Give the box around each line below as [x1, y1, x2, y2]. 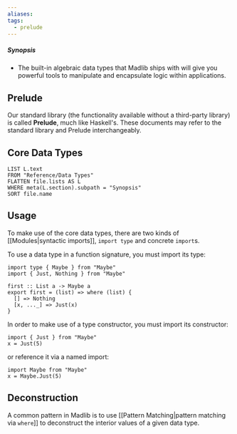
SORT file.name [7, 190, 53, 197]
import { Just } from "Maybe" [7, 334, 98, 341]
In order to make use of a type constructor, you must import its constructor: [7, 320, 229, 329]
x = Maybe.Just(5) [7, 372, 62, 380]
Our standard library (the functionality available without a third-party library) [7, 111, 231, 120]
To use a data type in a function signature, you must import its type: [7, 250, 206, 259]
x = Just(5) [7, 340, 43, 347]
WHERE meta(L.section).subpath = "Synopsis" [7, 184, 142, 191]
